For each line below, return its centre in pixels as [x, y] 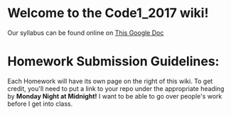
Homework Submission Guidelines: [113, 61]
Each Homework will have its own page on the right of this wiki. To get [110, 81]
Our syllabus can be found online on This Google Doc [86, 33]
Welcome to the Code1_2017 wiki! [108, 13]
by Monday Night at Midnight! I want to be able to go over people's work [115, 96]
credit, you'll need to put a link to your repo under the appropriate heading [116, 88]
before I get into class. [40, 104]
